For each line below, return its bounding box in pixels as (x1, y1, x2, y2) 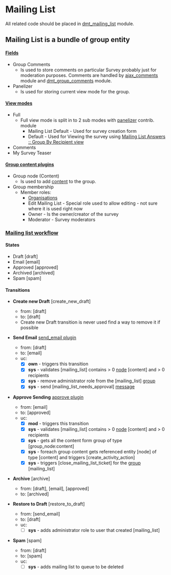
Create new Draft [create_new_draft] (12, 299, 91, 305)
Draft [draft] (12, 253, 38, 260)
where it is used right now (28, 205, 83, 211)
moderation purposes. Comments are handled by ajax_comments (20, 72, 158, 78)
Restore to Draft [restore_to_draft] (12, 501, 85, 507)
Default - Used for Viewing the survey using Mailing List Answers (28, 133, 166, 140)
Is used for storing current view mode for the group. (20, 88, 131, 94)
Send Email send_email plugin (12, 334, 77, 341)
